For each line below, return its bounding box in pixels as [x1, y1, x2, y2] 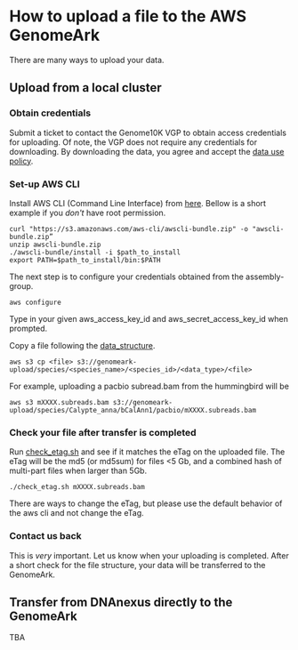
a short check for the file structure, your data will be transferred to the [9, 559, 266, 570]
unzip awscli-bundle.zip [9, 240, 101, 249]
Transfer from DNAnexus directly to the [9, 594, 233, 610]
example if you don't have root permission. [9, 207, 166, 218]
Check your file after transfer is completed [9, 426, 197, 438]
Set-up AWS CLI [9, 178, 80, 190]
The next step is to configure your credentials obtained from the [9, 271, 245, 282]
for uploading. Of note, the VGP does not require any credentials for [9, 136, 258, 148]
